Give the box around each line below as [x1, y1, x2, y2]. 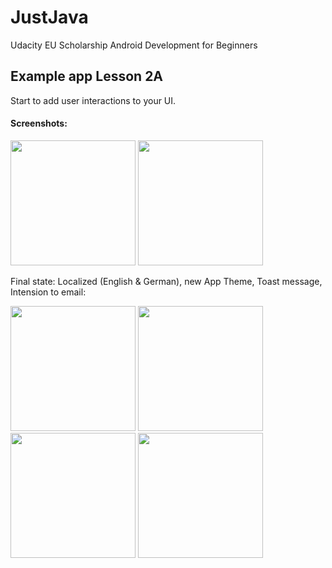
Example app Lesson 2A [10, 68, 164, 85]
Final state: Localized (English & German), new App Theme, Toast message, [10, 275, 323, 287]
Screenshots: [10, 117, 68, 130]
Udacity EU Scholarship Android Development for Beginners [10, 39, 258, 51]
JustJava [10, 6, 89, 29]
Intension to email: [10, 286, 87, 298]
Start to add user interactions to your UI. [10, 94, 177, 106]
